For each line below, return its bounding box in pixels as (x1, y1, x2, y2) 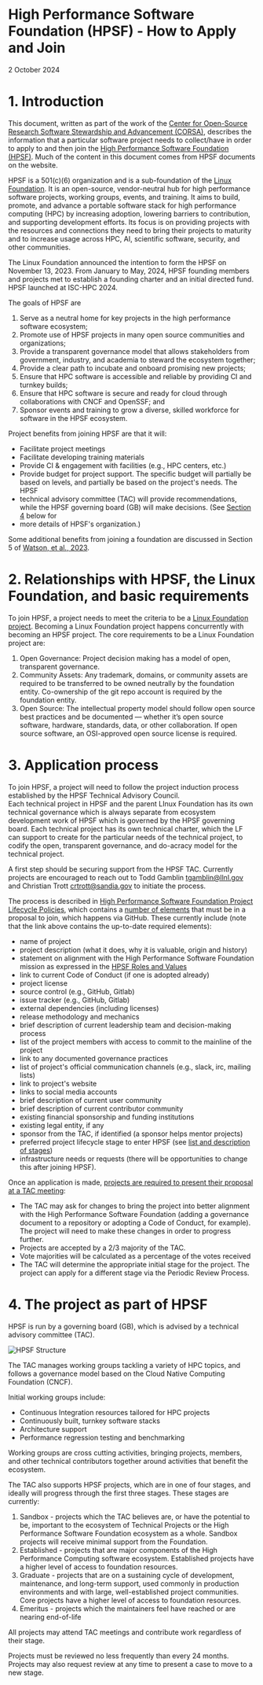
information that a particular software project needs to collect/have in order (8, 135, 252, 145)
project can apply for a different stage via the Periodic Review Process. (19, 1268, 250, 1278)
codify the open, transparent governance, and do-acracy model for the (8, 840, 238, 850)
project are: (8, 638, 46, 647)
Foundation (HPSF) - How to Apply (8, 22, 237, 40)
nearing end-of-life (19, 1612, 82, 1621)
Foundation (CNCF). (8, 1377, 73, 1386)
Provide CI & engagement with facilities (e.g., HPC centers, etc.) (19, 460, 227, 470)
